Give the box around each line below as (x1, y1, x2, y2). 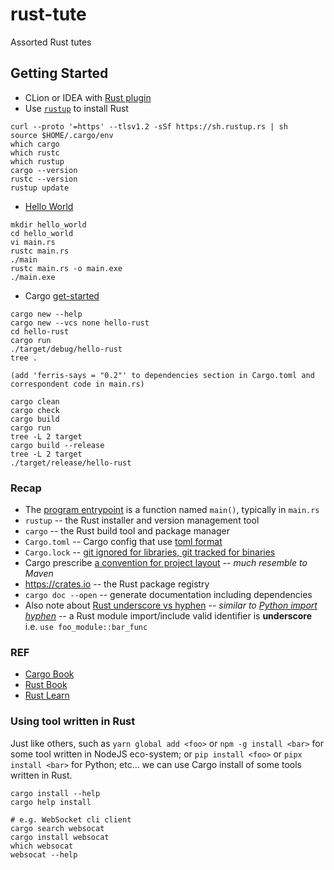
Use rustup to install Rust (24, 102, 129, 114)
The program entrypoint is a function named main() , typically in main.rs (24, 504, 320, 516)
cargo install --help (10, 788, 101, 798)
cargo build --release (10, 440, 105, 450)
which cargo (10, 139, 60, 149)
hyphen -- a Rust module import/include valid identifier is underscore (24, 610, 313, 622)
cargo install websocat (10, 832, 110, 842)
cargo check (10, 405, 60, 415)
